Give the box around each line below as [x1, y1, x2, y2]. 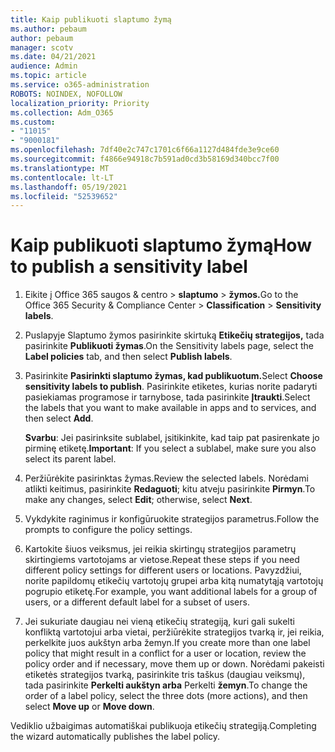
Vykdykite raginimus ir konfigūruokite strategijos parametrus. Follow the [24, 513, 320, 525]
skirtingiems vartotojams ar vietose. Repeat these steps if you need [24, 554, 300, 566]
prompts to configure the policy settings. [24, 524, 193, 536]
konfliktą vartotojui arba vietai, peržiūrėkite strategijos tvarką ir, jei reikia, [24, 626, 325, 638]
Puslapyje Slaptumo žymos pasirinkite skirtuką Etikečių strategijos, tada [24, 329, 325, 341]
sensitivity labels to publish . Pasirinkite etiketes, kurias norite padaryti [24, 381, 318, 393]
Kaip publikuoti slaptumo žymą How [10, 234, 312, 257]
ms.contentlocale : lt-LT [10, 172, 114, 183]
